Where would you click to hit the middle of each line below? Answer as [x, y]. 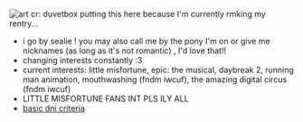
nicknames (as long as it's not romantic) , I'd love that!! [124, 51]
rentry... [24, 23]
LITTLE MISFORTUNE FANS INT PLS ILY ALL [105, 99]
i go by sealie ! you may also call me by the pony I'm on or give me [146, 41]
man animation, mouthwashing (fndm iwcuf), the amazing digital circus [155, 80]
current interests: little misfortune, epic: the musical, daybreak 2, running [158, 70]
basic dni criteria [54, 108]
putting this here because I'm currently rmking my [173, 14]
